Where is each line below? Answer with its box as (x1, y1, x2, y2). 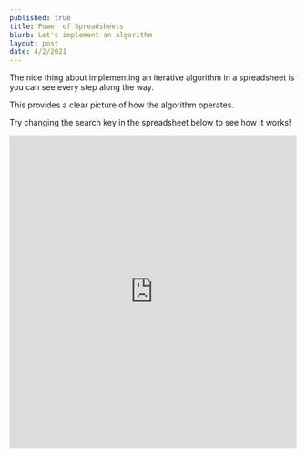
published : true (9, 13, 71, 23)
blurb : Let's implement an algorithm (9, 30, 153, 39)
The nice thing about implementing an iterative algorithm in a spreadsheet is (9, 72, 295, 83)
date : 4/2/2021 (9, 47, 67, 56)
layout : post (9, 38, 59, 48)
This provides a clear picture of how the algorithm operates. (9, 99, 235, 110)
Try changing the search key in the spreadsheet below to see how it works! (9, 117, 291, 128)
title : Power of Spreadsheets (9, 22, 125, 31)
